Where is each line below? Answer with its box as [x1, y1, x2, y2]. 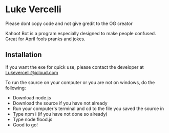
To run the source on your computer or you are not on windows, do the [5, 79, 155, 85]
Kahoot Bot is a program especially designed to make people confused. [5, 30, 156, 36]
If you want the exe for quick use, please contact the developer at [5, 64, 144, 70]
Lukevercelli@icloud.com [5, 69, 58, 75]
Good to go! [12, 121, 38, 128]
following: [5, 85, 26, 91]
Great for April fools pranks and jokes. [5, 36, 86, 42]
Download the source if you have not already [12, 100, 108, 106]
